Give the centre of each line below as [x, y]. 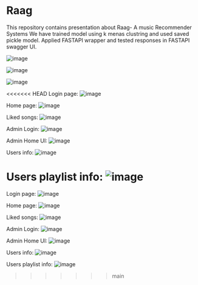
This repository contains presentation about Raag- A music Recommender [99, 27]
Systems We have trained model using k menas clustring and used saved [98, 33]
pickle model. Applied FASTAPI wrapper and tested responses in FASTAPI [98, 40]
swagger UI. [22, 47]
